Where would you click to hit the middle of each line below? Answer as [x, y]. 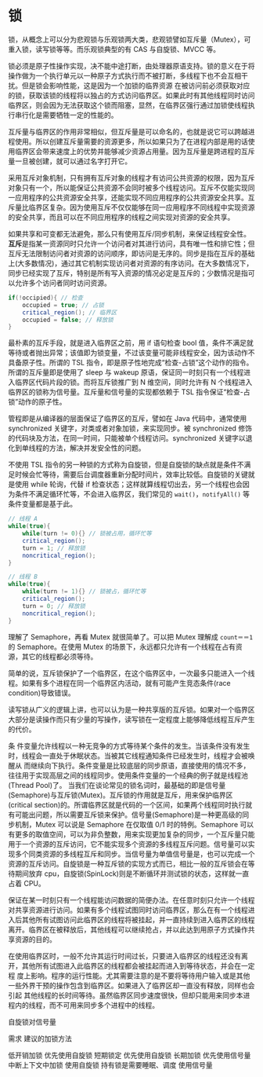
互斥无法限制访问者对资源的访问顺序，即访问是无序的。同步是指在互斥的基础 [131, 253]
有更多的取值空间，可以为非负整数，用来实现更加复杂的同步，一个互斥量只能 [131, 834]
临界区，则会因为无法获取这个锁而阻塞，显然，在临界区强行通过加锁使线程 [128, 105]
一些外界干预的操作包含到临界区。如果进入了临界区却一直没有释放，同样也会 [131, 985]
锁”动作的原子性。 [37, 402]
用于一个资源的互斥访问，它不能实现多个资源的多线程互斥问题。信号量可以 [128, 844]
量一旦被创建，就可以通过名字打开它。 [70, 161]
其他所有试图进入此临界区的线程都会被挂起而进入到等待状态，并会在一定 [138, 965]
